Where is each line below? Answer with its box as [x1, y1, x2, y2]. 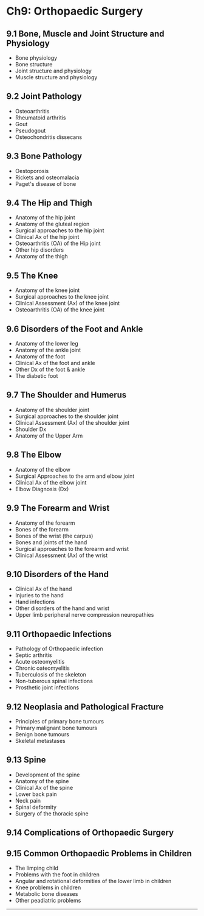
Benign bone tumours [15, 730, 70, 738]
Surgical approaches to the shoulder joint [15, 413, 119, 420]
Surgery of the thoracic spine [15, 809, 89, 817]
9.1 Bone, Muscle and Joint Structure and [6, 29, 165, 39]
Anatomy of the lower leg [15, 340, 79, 347]
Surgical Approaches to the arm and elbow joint [15, 472, 135, 480]
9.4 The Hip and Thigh [6, 198, 92, 208]
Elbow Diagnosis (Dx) [15, 485, 69, 492]
